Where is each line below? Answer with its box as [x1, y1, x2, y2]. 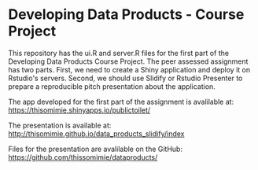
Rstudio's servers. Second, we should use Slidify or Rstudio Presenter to [8, 73, 243, 83]
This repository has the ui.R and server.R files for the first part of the [8, 48, 230, 57]
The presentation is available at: [8, 120, 112, 130]
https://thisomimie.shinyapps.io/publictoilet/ [8, 105, 151, 115]
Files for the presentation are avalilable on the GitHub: [8, 144, 183, 153]
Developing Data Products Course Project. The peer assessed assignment [8, 57, 249, 66]
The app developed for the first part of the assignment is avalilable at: [8, 97, 234, 106]
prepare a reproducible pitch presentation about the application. [8, 81, 216, 91]
